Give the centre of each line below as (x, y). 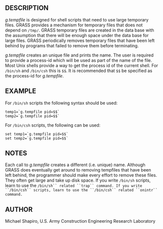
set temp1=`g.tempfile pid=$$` (37, 134)
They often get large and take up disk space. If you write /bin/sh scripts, (78, 180)
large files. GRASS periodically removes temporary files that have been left (80, 40)
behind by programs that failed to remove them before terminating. (72, 45)
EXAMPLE (21, 91)
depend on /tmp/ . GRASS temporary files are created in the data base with (80, 30)
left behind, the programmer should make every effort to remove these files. (81, 175)
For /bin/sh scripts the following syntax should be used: (61, 103)
